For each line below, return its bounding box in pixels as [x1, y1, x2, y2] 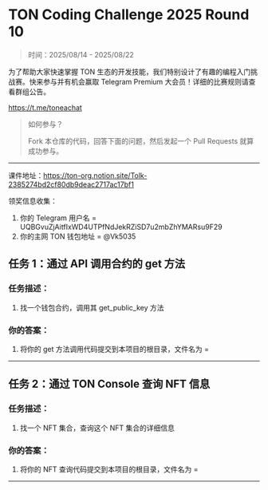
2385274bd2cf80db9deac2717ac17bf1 [8, 180, 134, 189]
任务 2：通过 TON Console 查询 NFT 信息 [8, 377, 211, 391]
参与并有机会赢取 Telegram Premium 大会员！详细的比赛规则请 [42, 77, 249, 86]
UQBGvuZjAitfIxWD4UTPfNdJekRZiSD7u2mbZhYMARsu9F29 [19, 222, 223, 231]
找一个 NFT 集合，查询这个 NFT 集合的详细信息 [19, 423, 175, 433]
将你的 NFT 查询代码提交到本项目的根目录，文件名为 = [19, 464, 199, 474]
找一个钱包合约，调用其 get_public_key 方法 [19, 302, 165, 312]
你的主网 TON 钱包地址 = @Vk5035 [19, 231, 136, 241]
